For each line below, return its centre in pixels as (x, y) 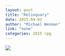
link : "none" (19, 29)
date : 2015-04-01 (24, 19)
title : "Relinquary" (27, 15)
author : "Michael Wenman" (33, 24)
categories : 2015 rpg (28, 34)
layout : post (19, 10)
